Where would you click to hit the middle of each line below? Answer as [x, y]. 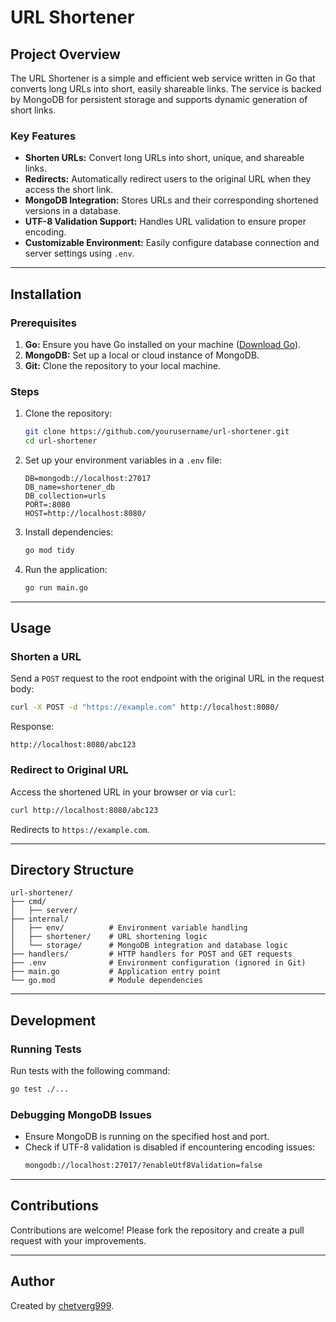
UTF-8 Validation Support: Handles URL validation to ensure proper [165, 222]
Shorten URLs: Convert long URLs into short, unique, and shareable [164, 158]
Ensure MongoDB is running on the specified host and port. [147, 1137]
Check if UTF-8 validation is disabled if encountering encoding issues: [170, 1147]
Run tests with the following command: [90, 1071]
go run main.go [56, 587]
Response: [32, 727]
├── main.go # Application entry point [116, 972]
